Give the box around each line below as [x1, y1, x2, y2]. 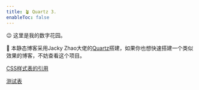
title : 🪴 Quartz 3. [6, 8, 57, 15]
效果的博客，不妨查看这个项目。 [6, 52, 85, 59]
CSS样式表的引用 [6, 64, 49, 72]
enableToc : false [6, 14, 50, 20]
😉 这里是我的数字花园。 [6, 31, 66, 39]
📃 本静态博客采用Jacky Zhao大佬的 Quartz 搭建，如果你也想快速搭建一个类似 [6, 44, 194, 52]
